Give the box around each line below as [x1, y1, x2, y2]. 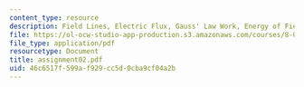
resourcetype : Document [9, 47, 100, 56]
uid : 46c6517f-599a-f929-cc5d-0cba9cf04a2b [9, 64, 176, 73]
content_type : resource [9, 13, 100, 23]
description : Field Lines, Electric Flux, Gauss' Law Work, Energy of [9, 22, 281, 31]
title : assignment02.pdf [9, 55, 103, 64]
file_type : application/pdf [9, 38, 116, 48]
